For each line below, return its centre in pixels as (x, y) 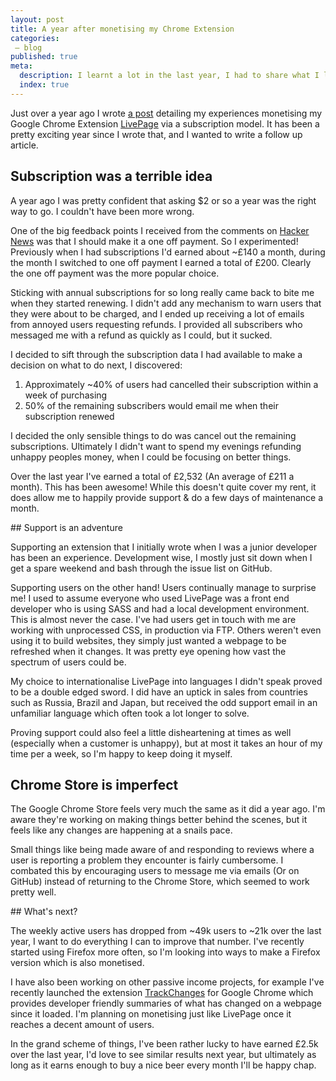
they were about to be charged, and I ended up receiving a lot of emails (157, 313)
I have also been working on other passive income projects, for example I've (167, 982)
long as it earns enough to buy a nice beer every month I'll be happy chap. (163, 1065)
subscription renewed (69, 416)
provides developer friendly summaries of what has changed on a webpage (166, 1003)
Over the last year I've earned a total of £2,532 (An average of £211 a (152, 476)
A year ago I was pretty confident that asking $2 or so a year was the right (163, 200)
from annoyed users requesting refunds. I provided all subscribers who (156, 324)
